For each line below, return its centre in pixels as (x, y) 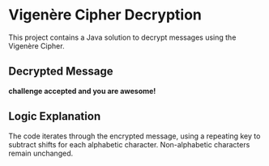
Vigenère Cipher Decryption (105, 15)
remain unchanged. (41, 153)
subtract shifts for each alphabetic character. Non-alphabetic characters (129, 144)
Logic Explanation (55, 116)
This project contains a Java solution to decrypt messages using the (122, 37)
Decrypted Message (61, 72)
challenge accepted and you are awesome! (82, 91)
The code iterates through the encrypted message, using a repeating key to (134, 136)
